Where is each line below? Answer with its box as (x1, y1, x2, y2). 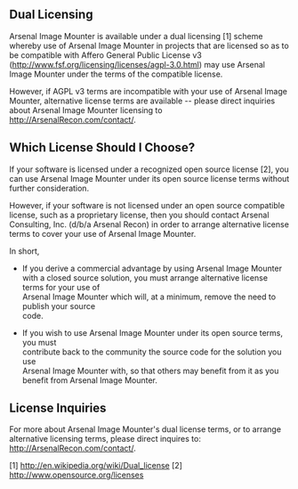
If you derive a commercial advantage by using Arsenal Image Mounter (21, 263, 283, 273)
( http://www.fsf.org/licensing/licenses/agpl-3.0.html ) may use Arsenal (9, 59, 265, 69)
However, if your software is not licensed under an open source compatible (9, 200, 286, 210)
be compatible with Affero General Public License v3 (9, 49, 202, 61)
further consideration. (9, 183, 90, 193)
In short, (9, 245, 40, 257)
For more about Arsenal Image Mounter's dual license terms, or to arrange (9, 424, 282, 435)
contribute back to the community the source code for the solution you (21, 346, 282, 357)
